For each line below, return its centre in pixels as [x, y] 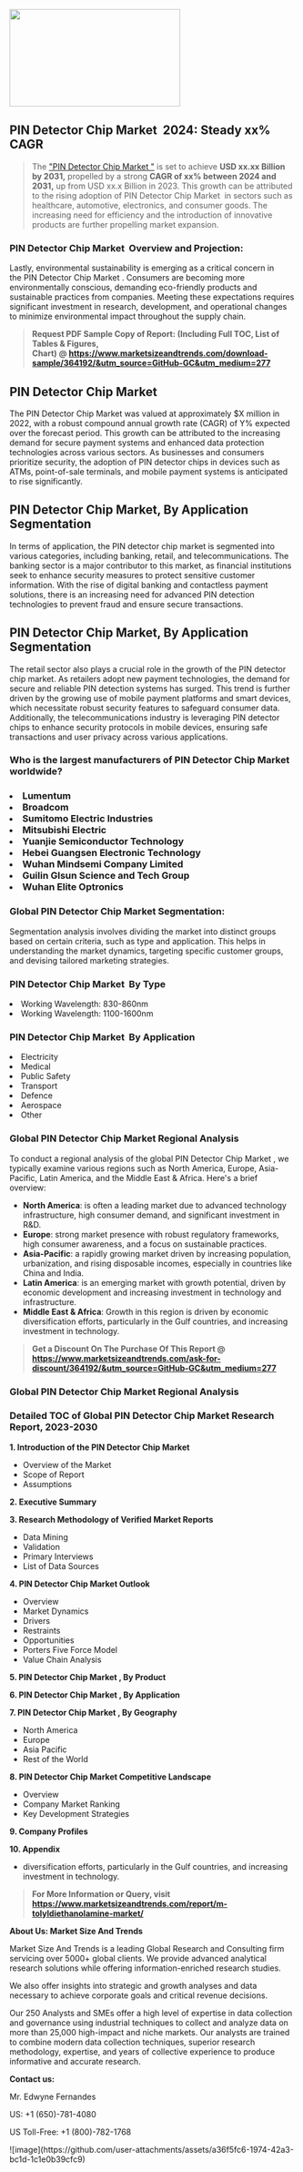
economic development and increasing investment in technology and [152, 1292]
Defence [37, 1096]
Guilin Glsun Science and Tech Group [106, 876]
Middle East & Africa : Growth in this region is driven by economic [146, 1311]
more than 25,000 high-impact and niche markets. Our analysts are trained [150, 2032]
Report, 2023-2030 [54, 1427]
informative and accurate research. [75, 2061]
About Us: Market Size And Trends [76, 1931]
